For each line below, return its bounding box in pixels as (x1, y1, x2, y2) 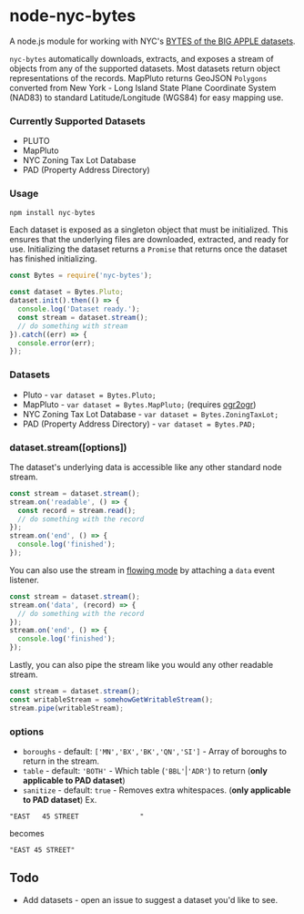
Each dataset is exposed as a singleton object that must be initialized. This (9, 224, 289, 235)
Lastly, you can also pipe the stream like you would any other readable (9, 660, 274, 670)
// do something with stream (17, 321, 128, 331)
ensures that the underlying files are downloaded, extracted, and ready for (9, 234, 289, 245)
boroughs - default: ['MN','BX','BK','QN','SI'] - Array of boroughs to (22, 745, 287, 756)
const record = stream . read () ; (17, 506, 137, 515)
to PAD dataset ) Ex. (22, 794, 97, 805)
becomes (9, 827, 45, 838)
